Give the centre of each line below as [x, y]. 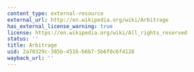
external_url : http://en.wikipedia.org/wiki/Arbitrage [88, 20]
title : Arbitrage [32, 45]
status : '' [23, 39]
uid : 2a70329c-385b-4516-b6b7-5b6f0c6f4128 [71, 52]
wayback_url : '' [30, 58]
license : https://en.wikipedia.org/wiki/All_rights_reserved [97, 33]
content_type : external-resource [55, 13]
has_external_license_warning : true [60, 26]
